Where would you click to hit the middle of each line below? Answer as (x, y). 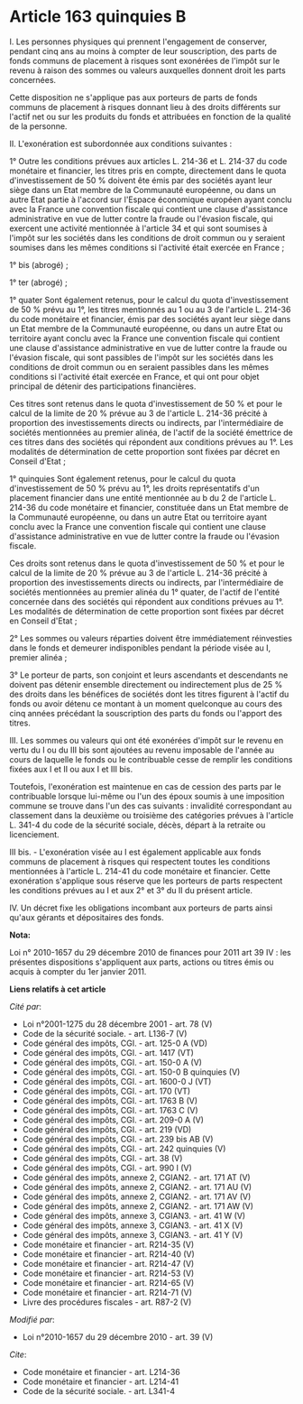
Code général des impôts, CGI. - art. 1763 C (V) (110, 1110)
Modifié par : (32, 1319)
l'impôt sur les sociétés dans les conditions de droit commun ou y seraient (147, 237)
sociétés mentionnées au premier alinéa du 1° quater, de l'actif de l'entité (145, 592)
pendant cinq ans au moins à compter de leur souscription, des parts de (143, 51)
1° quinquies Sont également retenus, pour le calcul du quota (123, 478)
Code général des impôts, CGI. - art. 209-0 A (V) (113, 1120)
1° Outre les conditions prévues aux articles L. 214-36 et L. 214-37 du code (148, 161)
